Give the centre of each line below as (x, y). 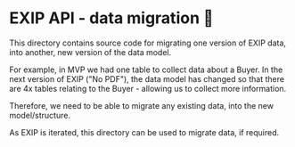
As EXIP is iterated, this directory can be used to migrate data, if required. (144, 132)
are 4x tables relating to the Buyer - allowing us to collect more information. (148, 88)
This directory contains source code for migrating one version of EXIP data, (148, 43)
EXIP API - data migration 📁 (111, 18)
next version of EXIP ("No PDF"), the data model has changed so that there (147, 78)
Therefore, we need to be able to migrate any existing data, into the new (142, 105)
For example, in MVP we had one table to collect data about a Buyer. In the (146, 69)
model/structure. (40, 115)
